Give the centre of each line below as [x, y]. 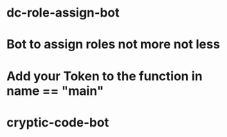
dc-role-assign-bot [63, 13]
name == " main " [55, 91]
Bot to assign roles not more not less [113, 45]
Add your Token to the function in [105, 76]
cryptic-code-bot [58, 122]
